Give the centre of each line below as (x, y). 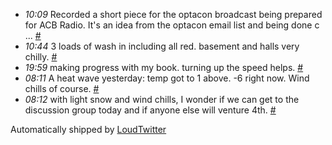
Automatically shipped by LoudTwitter (88, 129)
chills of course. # (62, 88)
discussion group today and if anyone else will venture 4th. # (150, 110)
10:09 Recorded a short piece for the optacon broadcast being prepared (173, 14)
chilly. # (41, 57)
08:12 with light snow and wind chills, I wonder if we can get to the (162, 99)
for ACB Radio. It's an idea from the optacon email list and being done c (172, 25)
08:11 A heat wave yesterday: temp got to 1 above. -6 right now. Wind (167, 78)
